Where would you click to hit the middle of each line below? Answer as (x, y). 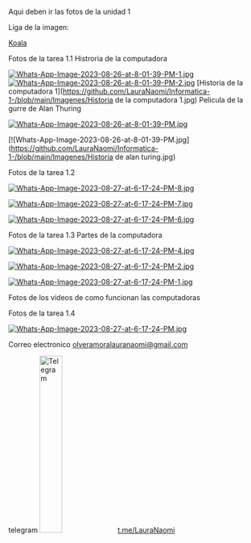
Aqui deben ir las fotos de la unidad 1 (70, 12)
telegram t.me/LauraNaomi (92, 530)
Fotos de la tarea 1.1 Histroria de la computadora (88, 58)
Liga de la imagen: (39, 27)
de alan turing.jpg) (146, 157)
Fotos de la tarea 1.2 (42, 172)
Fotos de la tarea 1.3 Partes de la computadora (85, 235)
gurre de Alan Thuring (45, 109)
